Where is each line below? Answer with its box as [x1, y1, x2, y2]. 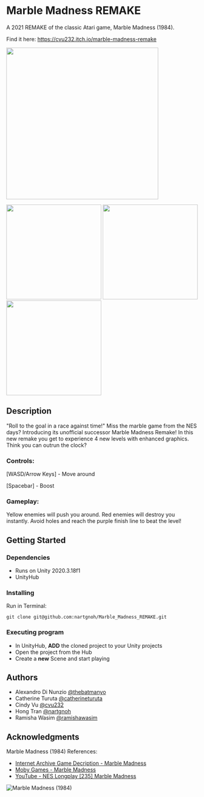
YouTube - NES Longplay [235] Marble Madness [15, 773, 137, 780]
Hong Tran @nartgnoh [15, 708, 72, 715]
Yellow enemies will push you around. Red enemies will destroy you [6, 511, 175, 519]
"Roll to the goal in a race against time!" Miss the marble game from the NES [6, 422, 197, 429]
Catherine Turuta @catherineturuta [15, 695, 103, 702]
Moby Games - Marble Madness [15, 766, 96, 773]
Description [6, 406, 52, 416]
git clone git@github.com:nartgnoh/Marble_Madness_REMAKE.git [6, 614, 167, 620]
